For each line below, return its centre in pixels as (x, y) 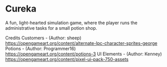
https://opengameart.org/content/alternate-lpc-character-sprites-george (81, 43)
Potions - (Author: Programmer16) (40, 48)
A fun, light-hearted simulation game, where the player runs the (71, 23)
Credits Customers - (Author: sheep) (44, 38)
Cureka (21, 9)
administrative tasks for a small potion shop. (51, 28)
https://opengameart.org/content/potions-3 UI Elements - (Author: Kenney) (83, 54)
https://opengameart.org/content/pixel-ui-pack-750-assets (67, 59)
